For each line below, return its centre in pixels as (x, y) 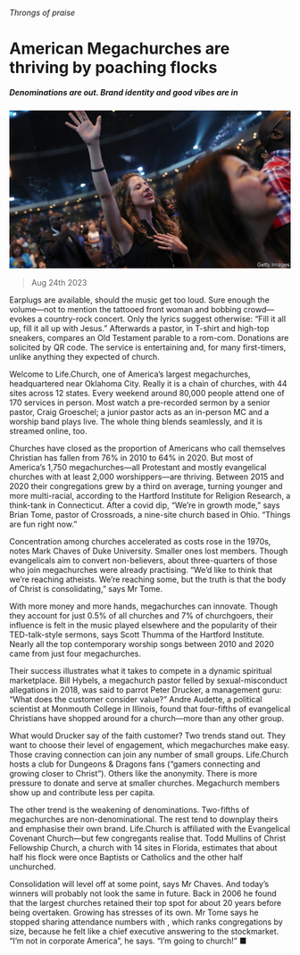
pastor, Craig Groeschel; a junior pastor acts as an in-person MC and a (139, 412)
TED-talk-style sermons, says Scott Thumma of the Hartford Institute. (137, 635)
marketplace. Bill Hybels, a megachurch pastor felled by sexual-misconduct (148, 681)
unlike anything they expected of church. (85, 357)
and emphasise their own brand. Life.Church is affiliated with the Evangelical (150, 829)
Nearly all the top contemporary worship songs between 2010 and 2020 (142, 644)
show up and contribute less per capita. (82, 793)
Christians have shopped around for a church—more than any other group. (147, 718)
